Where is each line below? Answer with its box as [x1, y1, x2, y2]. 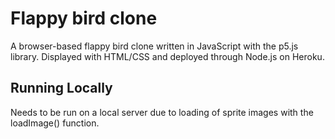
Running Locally [10, 80, 113, 97]
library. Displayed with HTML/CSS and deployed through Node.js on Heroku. [10, 50, 325, 62]
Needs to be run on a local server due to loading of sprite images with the [10, 106, 314, 118]
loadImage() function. [10, 117, 100, 129]
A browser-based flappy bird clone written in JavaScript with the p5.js [10, 40, 299, 52]
